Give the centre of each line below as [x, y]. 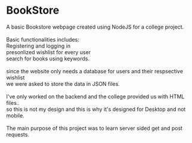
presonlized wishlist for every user [49, 52]
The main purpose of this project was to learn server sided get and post [95, 128]
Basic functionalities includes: [43, 39]
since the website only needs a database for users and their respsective [95, 71]
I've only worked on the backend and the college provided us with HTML [95, 97]
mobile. [16, 115]
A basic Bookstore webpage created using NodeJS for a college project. [95, 27]
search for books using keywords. [48, 58]
